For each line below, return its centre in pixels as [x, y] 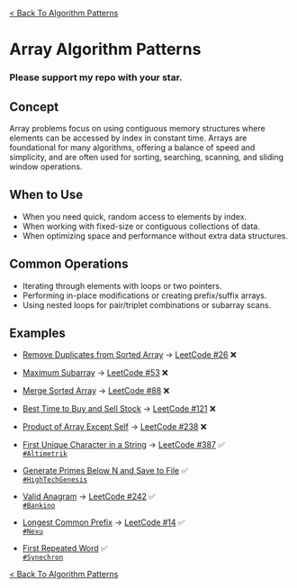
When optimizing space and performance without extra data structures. [155, 235]
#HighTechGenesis [55, 480]
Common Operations [69, 264]
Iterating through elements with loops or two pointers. [122, 285]
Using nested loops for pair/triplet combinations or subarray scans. [147, 304]
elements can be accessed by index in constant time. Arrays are [128, 138]
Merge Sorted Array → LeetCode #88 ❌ [96, 391]
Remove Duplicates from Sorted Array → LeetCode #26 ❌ [129, 355]
